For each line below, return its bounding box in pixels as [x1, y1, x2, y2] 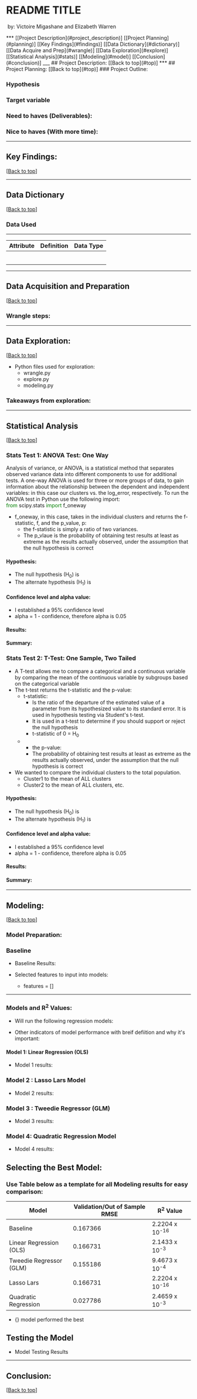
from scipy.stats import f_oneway [6, 502, 87, 509]
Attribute [9, 241, 35, 250]
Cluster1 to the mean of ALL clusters [23, 775, 111, 782]
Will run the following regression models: [14, 1017, 114, 1024]
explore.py [23, 375, 49, 382]
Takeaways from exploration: [6, 396, 91, 404]
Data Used [6, 220, 36, 228]
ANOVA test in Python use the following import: [6, 495, 120, 503]
